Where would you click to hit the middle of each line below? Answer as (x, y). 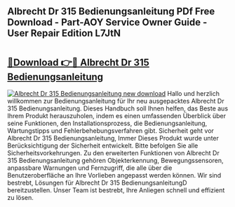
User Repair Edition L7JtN (64, 33)
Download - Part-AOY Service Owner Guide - (107, 23)
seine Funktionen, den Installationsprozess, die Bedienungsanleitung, (107, 123)
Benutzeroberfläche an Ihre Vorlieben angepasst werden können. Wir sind (114, 175)
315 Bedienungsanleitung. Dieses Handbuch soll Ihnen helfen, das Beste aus (118, 108)
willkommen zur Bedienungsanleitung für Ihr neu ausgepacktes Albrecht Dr (116, 101)
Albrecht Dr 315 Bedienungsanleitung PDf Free (111, 12)
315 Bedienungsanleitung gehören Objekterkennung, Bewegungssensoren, (115, 160)
